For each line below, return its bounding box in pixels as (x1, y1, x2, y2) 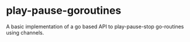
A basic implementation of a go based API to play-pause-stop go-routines (6, 23, 184, 30)
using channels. (6, 29, 44, 36)
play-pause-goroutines (6, 4, 122, 17)
